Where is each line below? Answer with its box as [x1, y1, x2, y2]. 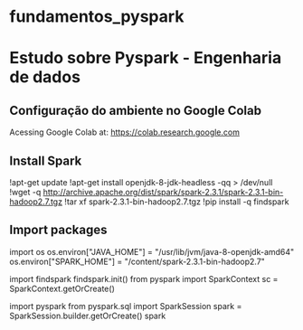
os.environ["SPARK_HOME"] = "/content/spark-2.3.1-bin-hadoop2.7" [9, 256, 265, 267]
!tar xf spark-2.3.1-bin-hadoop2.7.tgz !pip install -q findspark [64, 196, 289, 207]
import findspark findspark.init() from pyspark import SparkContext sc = [9, 273, 279, 284]
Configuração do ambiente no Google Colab [9, 102, 262, 118]
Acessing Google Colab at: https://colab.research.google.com [9, 127, 240, 137]
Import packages [9, 222, 108, 238]
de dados [9, 67, 81, 88]
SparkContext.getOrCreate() [9, 283, 115, 294]
